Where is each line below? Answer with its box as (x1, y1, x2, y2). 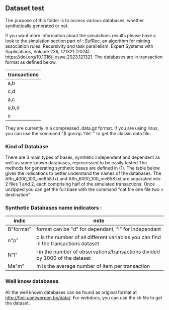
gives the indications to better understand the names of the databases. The (5, 170, 161, 176)
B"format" (8, 226, 32, 233)
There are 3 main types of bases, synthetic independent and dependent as (5, 154, 160, 160)
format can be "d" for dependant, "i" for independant (36, 226, 161, 233)
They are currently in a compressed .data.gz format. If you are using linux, (5, 125, 159, 131)
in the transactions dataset (36, 240, 100, 247)
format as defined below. (5, 59, 57, 65)
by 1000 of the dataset (36, 255, 91, 262)
